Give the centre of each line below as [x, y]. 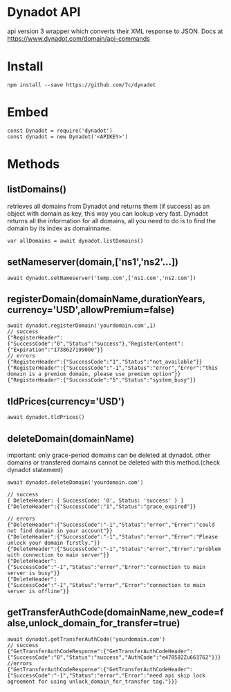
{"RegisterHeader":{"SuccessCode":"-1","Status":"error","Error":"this [112, 368]
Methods [34, 164]
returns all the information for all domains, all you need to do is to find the [112, 221]
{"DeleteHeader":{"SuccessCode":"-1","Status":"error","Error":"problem [114, 549]
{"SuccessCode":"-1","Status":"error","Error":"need [85, 675]
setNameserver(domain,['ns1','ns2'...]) [93, 262]
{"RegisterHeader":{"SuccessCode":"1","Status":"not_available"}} [105, 362]
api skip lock [185, 675]
